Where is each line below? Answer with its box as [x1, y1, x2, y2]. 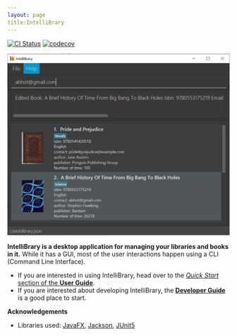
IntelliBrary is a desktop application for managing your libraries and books [7, 243, 229, 251]
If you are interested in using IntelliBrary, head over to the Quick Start [17, 271, 219, 279]
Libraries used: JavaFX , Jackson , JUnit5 [17, 321, 135, 330]
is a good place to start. [17, 294, 87, 302]
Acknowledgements [7, 308, 68, 316]
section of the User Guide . [17, 279, 95, 287]
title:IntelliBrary [7, 18, 65, 26]
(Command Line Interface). [7, 257, 86, 266]
